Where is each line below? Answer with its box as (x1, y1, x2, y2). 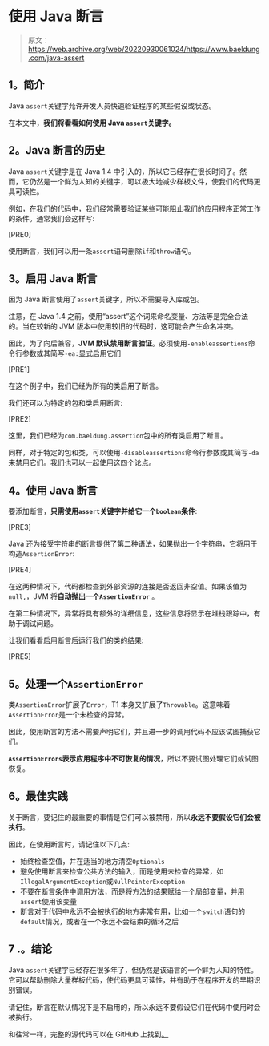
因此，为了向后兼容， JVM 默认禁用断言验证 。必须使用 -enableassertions (8, 338, 248, 349)
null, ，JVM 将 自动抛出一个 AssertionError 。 (8, 592, 159, 601)
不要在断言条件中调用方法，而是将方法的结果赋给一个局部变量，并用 (19, 886, 245, 896)
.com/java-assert (27, 53, 85, 63)
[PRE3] (8, 523, 32, 532)
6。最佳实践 (8, 790, 68, 803)
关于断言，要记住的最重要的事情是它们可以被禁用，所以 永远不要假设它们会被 (8, 812, 261, 822)
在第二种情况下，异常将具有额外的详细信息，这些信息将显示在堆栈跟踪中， (8, 608, 254, 618)
